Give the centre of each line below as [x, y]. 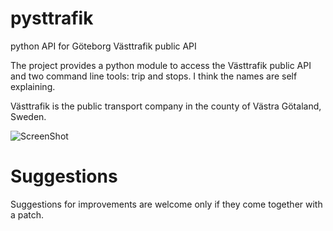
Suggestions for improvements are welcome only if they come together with [166, 204]
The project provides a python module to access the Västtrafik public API [161, 65]
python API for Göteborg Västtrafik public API [103, 46]
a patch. [27, 214]
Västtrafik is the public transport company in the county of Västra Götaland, [166, 106]
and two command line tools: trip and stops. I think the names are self [154, 76]
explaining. [33, 86]
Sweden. [28, 116]
